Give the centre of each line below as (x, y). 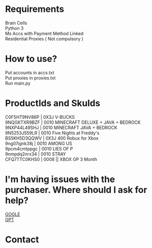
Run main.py (18, 83)
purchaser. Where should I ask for (76, 190)
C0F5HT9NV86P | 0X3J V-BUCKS (40, 117)
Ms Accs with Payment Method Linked (44, 33)
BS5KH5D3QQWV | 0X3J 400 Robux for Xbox (52, 138)
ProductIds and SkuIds (53, 103)
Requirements (35, 9)
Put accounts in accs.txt (30, 73)
